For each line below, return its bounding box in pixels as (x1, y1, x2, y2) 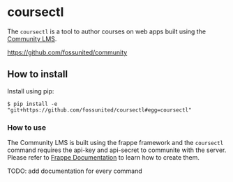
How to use (7, 123, 47, 132)
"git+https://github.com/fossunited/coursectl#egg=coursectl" (7, 106, 192, 114)
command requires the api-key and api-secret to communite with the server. (7, 146, 227, 154)
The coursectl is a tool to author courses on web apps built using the (7, 27, 206, 36)
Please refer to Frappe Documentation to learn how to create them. (7, 153, 200, 162)
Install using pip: (7, 86, 54, 95)
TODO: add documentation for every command (7, 167, 143, 175)
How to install (7, 68, 68, 80)
